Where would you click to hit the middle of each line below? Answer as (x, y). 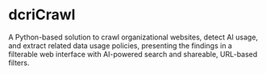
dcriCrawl (42, 15)
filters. (19, 63)
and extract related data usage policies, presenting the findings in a (120, 45)
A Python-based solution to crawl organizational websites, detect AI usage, (133, 37)
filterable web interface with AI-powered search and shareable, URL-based (133, 54)
